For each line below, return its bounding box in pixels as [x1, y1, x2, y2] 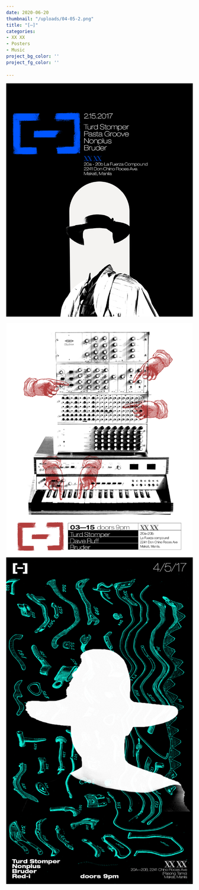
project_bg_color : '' [6, 53, 60, 59]
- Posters [6, 41, 31, 47]
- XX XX [6, 34, 25, 41]
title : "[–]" [6, 22, 38, 28]
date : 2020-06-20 [6, 9, 49, 15]
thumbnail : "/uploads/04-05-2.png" [6, 15, 94, 22]
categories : [6, 28, 36, 34]
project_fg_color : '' [6, 59, 60, 65]
